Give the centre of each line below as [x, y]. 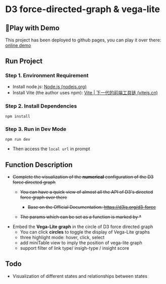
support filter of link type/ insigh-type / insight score [75, 248]
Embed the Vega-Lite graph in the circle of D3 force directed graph [83, 227]
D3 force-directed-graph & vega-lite [83, 9]
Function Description [39, 165]
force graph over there [43, 197]
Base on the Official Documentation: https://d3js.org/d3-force [92, 207]
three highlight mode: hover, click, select [62, 238]
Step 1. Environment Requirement [47, 76]
